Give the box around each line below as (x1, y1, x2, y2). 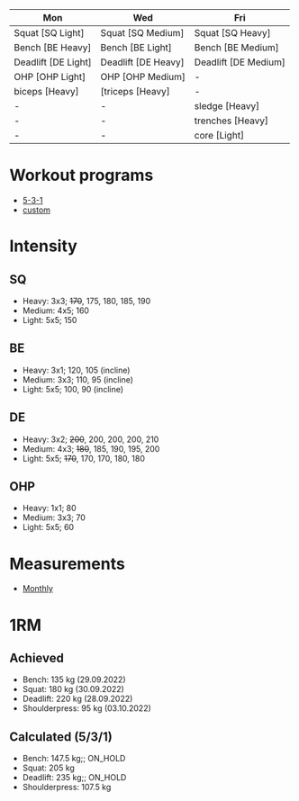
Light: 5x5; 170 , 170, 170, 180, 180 (22, 453, 146, 463)
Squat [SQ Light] (14, 27, 85, 39)
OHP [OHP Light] (14, 71, 86, 83)
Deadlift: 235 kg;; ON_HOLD (22, 772, 127, 783)
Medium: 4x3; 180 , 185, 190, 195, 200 (22, 443, 160, 454)
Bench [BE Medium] (194, 41, 279, 53)
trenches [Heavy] (194, 114, 268, 127)
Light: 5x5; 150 (22, 314, 77, 325)
